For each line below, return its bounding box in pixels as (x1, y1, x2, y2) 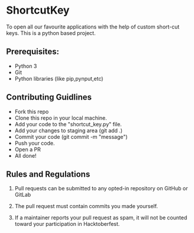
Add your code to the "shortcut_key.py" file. (14, 120, 122, 127)
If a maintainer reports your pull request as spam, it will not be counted (14, 214, 187, 221)
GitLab (14, 191, 31, 199)
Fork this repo (14, 108, 49, 115)
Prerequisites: (6, 47, 59, 57)
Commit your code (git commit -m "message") (14, 133, 128, 140)
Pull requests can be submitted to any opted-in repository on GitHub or (14, 185, 188, 192)
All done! (14, 152, 37, 159)
